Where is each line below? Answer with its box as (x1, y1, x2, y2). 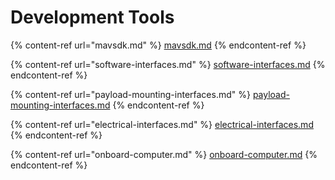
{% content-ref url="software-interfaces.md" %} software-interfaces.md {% (10, 58, 326, 70)
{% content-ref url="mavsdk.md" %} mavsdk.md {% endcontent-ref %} (10, 39, 307, 51)
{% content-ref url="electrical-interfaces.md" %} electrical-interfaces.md (10, 118, 314, 130)
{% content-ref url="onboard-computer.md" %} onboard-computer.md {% (10, 148, 318, 160)
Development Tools (10, 6, 175, 29)
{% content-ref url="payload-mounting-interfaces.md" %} (10, 88, 251, 100)
